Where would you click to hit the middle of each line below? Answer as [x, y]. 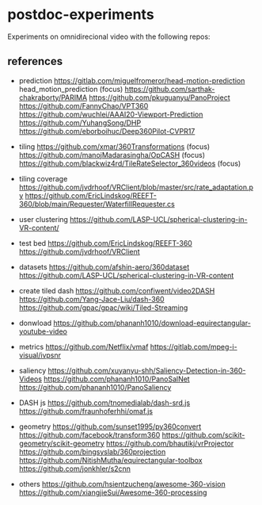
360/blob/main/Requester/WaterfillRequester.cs [97, 204]
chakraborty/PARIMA [53, 98]
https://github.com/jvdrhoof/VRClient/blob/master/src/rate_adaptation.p [136, 187]
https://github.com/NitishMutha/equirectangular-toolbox [110, 460]
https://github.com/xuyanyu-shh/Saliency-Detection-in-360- [147, 370]
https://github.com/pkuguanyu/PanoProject [159, 98]
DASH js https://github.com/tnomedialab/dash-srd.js [104, 403]
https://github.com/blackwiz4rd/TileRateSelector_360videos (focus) [130, 163]
